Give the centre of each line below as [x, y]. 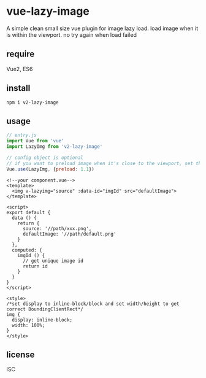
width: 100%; [29, 325]
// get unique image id [53, 261]
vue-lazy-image [48, 11]
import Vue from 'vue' [35, 141]
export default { [29, 212]
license [21, 355]
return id [35, 266]
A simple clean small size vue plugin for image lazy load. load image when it [102, 28]
